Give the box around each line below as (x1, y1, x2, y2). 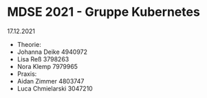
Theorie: (17, 40, 41, 48)
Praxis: (17, 70, 37, 78)
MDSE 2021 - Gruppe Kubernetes (7, 4, 201, 20)
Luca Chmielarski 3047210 (17, 84, 93, 92)
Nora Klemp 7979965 (17, 62, 78, 70)
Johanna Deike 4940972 (17, 48, 88, 56)
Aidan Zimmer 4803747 (17, 77, 85, 85)
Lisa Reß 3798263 (17, 55, 69, 63)
